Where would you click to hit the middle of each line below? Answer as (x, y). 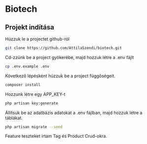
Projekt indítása (30, 27)
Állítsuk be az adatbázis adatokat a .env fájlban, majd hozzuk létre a (74, 113)
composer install (23, 85)
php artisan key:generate (31, 103)
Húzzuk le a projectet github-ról (37, 39)
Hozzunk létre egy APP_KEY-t (35, 94)
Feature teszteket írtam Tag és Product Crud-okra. (56, 136)
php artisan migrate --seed (34, 127)
